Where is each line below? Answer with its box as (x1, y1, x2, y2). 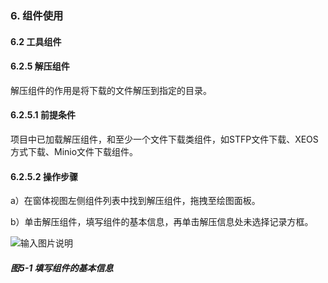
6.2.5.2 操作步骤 (10, 170, 78, 182)
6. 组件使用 (10, 8, 64, 22)
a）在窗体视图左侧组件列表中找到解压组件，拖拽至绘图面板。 (10, 195, 261, 207)
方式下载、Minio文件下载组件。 (10, 145, 139, 157)
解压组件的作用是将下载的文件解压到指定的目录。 (10, 84, 212, 96)
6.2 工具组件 (10, 35, 62, 47)
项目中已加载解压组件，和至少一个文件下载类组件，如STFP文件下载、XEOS (10, 133, 319, 145)
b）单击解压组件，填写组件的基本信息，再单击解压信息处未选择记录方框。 (10, 216, 314, 228)
